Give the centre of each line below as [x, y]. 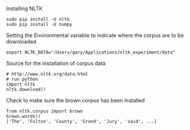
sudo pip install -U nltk [38, 19]
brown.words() [24, 116]
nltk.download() [26, 89]
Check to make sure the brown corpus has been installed [76, 100]
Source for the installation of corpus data [56, 63]
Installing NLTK [24, 9]
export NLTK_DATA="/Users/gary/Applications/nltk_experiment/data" [91, 52]
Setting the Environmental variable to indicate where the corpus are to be [95, 35]
